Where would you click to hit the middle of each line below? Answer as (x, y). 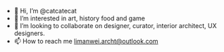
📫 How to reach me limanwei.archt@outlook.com (86, 41)
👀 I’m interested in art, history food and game (80, 18)
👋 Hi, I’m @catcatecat (45, 11)
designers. (30, 33)
